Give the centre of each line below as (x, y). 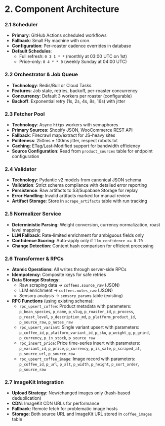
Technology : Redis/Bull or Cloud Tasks (52, 85)
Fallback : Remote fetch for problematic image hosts (65, 409)
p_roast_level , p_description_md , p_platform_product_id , (78, 317)
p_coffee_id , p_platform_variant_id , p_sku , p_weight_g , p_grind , (84, 332)
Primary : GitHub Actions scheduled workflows (59, 35)
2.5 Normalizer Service (33, 214)
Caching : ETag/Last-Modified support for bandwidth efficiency (76, 146)
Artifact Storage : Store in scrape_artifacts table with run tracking (80, 201)
